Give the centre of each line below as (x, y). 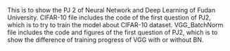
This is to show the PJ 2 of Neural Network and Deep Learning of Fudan (111, 10)
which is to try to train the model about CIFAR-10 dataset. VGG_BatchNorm (115, 25)
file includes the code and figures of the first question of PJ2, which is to (113, 32)
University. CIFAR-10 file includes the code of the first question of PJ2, (109, 17)
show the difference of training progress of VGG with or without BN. (106, 40)
